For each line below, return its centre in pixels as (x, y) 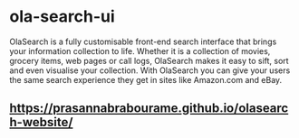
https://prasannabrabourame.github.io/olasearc (149, 109)
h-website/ (41, 122)
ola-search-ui (62, 17)
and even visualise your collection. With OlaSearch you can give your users (150, 70)
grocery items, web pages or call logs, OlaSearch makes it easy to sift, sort (149, 60)
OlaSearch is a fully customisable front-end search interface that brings (143, 41)
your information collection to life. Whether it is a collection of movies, (140, 51)
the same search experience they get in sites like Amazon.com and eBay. (146, 79)
